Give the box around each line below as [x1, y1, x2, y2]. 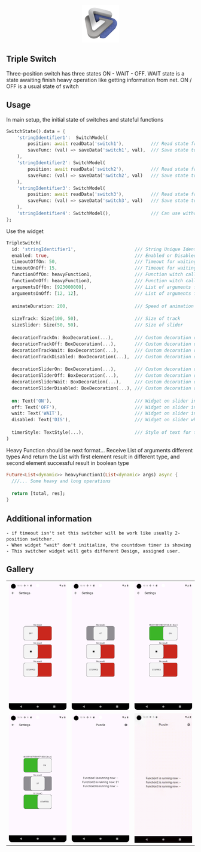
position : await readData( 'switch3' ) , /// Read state [28, 191, 188, 198]
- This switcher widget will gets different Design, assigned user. [6, 548, 181, 554]
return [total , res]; [11, 491, 66, 497]
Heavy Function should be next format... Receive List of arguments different [6, 446, 193, 454]
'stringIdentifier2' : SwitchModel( [17, 160, 106, 166]
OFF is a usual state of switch [6, 83, 79, 90]
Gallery [6, 564, 34, 575]
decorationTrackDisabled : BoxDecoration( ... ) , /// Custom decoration [11, 354, 191, 359]
